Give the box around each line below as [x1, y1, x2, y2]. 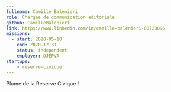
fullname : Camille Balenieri [6, 8, 78, 15]
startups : [6, 58, 31, 64]
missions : [6, 31, 31, 37]
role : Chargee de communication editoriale [6, 14, 115, 20]
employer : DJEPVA [17, 53, 60, 59]
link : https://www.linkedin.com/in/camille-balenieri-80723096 [6, 25, 166, 31]
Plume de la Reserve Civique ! [6, 80, 79, 87]
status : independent [17, 47, 67, 53]
